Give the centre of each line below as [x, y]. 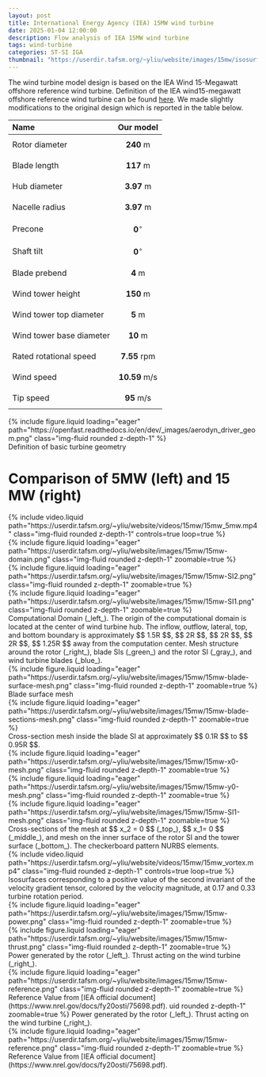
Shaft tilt [28, 251]
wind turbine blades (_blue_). [55, 661]
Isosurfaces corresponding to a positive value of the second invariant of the [132, 880]
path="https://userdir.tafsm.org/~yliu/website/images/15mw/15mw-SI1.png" [131, 602]
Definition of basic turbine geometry [67, 447]
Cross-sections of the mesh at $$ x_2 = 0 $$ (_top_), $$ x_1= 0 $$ [116, 829]
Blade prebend [40, 273]
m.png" [21, 438]
